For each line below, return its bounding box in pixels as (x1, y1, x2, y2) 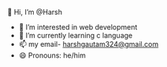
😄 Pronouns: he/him (18, 51, 86, 60)
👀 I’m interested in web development (18, 23, 138, 31)
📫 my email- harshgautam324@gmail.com (18, 40, 159, 48)
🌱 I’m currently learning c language (18, 31, 133, 40)
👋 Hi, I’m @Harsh (7, 8, 62, 16)
